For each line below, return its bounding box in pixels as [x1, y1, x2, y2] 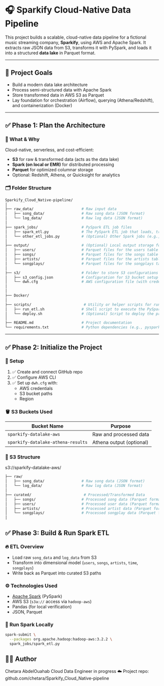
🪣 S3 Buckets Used [5, 408, 53, 415]
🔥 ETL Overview [5, 543, 44, 550]
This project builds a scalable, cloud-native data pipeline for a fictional [5, 34, 146, 40]
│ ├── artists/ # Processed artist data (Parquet [5, 506, 152, 511]
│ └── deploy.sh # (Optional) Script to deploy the [5, 311, 154, 316]
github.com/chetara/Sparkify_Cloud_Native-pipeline [5, 675, 109, 681]
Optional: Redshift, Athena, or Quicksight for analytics [12, 172, 121, 178]
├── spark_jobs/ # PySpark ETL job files [5, 225, 132, 229]
